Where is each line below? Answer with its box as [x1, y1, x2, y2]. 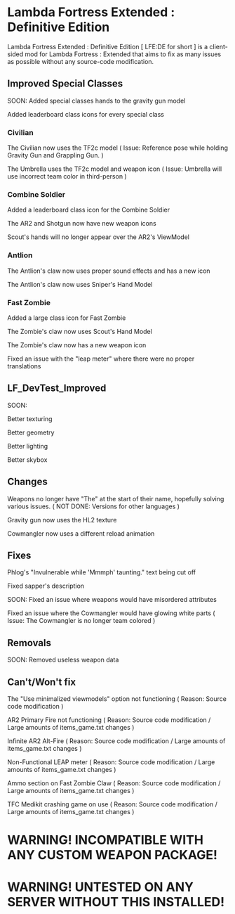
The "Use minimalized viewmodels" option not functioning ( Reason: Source [7, 695, 227, 703]
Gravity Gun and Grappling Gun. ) [7, 151, 104, 160]
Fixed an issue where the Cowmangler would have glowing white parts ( [7, 609, 215, 617]
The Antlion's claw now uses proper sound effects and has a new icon [7, 266, 210, 275]
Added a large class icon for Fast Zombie [7, 314, 126, 322]
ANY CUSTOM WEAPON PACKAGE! [7, 847, 218, 863]
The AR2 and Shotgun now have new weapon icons [7, 219, 156, 228]
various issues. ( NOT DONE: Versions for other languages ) [7, 502, 180, 510]
